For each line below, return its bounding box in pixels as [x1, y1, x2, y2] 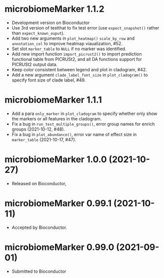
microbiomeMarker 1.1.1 [4, 94, 102, 106]
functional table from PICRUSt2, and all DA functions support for [11, 56, 142, 62]
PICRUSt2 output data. [11, 61, 57, 67]
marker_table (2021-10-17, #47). [11, 137, 77, 142]
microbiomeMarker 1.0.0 [4, 154, 107, 165]
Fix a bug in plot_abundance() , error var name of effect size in [11, 131, 137, 137]
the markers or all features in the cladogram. [11, 115, 102, 121]
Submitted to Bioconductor [11, 268, 67, 274]
